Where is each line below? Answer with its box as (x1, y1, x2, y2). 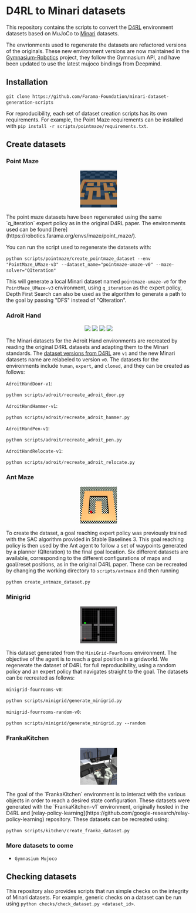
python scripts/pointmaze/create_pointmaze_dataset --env (6, 256, 151, 262)
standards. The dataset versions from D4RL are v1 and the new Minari (6, 350, 175, 357)
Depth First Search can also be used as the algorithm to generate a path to (6, 291, 187, 298)
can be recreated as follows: (6, 674, 75, 681)
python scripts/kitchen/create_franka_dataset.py (6, 828, 130, 833)
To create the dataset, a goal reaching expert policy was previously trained (6, 529, 187, 537)
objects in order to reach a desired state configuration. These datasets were (6, 797, 190, 804)
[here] (52, 226, 68, 233)
